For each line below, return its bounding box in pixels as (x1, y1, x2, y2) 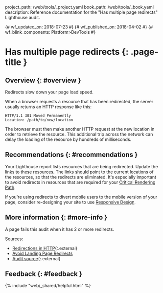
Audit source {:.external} (12, 255, 61, 261)
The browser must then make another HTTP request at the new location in (5, 126, 155, 132)
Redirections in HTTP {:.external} (12, 245, 78, 251)
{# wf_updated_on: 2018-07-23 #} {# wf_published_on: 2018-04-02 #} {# (5, 24, 153, 30)
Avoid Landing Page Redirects (12, 250, 73, 256)
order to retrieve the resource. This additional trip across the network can (5, 132, 153, 137)
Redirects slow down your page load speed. (5, 89, 94, 95)
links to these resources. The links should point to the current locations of (5, 169, 154, 175)
